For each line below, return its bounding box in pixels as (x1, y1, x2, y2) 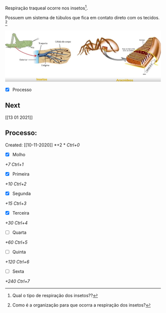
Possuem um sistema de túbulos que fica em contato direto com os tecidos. (5, 14, 160, 20)
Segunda (12, 190, 31, 196)
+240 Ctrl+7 (5, 278, 30, 284)
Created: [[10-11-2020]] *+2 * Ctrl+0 (5, 142, 80, 148)
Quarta (12, 229, 27, 235)
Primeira (12, 171, 30, 177)
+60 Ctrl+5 (5, 239, 28, 245)
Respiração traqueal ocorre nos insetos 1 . (5, 4, 88, 11)
